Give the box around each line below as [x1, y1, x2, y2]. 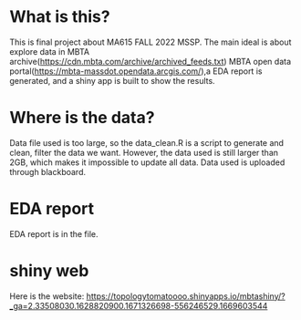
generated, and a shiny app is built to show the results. [9, 75, 216, 86]
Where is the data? [9, 108, 155, 129]
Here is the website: [9, 290, 85, 302]
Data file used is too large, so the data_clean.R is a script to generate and [9, 137, 285, 148]
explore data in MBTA [9, 46, 89, 57]
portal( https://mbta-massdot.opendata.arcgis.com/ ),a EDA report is [9, 66, 263, 77]
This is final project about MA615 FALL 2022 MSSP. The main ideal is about [9, 36, 292, 47]
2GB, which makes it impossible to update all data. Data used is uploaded [9, 157, 285, 168]
